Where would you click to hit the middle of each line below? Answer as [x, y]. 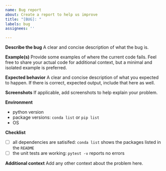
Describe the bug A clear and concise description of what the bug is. [77, 47]
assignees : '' [20, 29]
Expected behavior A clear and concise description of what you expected [82, 77]
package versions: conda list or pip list [56, 117]
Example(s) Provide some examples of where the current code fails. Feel [81, 57]
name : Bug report [23, 10]
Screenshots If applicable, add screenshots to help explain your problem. [81, 93]
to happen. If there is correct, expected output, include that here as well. [80, 83]
